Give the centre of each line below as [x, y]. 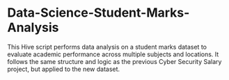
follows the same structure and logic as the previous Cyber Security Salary [114, 61]
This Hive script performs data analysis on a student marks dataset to [107, 47]
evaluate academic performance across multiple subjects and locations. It [113, 54]
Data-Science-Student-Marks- [98, 13]
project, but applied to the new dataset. [64, 69]
